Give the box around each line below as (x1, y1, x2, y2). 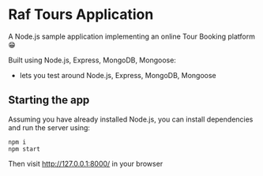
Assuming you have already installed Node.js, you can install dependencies (8, 114, 254, 124)
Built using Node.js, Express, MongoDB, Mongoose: (8, 55, 176, 65)
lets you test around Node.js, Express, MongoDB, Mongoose (19, 70, 216, 80)
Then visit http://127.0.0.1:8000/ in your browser (8, 159, 163, 168)
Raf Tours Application (8, 6, 154, 24)
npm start (8, 144, 41, 153)
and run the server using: (8, 122, 91, 132)
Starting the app (8, 93, 90, 107)
